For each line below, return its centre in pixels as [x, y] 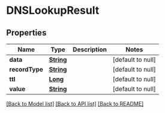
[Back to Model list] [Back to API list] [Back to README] [75, 104]
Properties [26, 33]
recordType [26, 69]
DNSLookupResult [53, 11]
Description [90, 50]
